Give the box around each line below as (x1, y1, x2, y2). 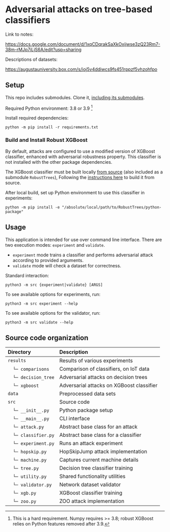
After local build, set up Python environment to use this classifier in (5, 189, 145, 195)
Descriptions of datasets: (5, 56, 58, 62)
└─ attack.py (13, 424, 45, 430)
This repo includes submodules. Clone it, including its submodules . (5, 94, 145, 100)
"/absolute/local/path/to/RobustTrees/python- (61, 204, 162, 210)
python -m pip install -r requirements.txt (5, 125, 99, 130)
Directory (8, 348, 31, 356)
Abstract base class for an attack (59, 423, 138, 430)
